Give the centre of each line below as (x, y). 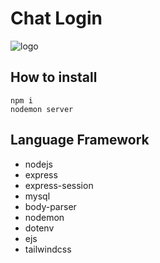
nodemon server (42, 109)
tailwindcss (48, 249)
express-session (59, 185)
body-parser (50, 206)
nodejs (38, 164)
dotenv (39, 228)
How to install (54, 77)
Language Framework (80, 140)
